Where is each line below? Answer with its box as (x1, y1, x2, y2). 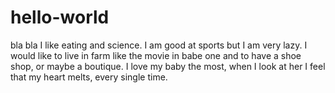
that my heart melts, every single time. (10, 71, 168, 83)
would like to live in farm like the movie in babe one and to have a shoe (10, 49, 302, 61)
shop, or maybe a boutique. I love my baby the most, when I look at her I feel (10, 60, 326, 72)
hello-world (10, 6, 110, 29)
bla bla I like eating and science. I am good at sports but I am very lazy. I (10, 39, 308, 51)
